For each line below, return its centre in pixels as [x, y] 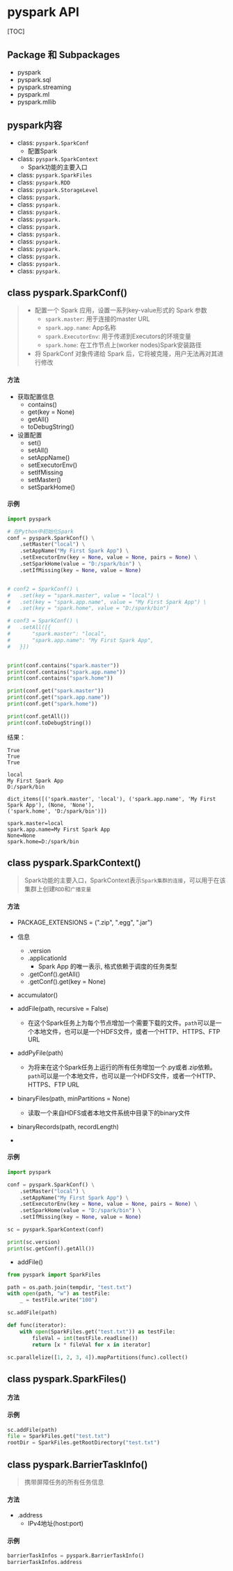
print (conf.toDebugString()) [49, 723]
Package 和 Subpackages [64, 55]
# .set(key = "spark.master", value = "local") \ [83, 596]
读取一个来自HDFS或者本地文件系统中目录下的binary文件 [109, 1113]
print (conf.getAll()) [39, 716]
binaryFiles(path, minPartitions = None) [74, 1098]
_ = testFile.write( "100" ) [59, 1300]
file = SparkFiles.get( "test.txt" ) [59, 1436]
